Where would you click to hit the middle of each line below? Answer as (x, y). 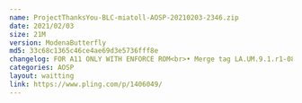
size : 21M (28, 34)
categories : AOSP (42, 68)
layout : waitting (42, 76)
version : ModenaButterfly (58, 43)
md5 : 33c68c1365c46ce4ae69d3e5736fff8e (84, 51)
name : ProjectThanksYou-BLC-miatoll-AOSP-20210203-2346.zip (124, 17)
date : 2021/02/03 (42, 26)
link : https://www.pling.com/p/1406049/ (86, 84)
